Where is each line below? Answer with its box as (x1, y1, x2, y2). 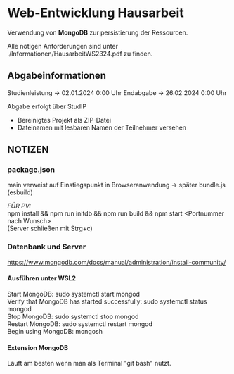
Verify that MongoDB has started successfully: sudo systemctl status (7, 297, 207, 306)
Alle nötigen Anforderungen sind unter (7, 42, 118, 50)
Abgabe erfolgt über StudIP (7, 102, 86, 111)
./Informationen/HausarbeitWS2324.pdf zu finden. (7, 49, 153, 58)
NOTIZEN (7, 144, 49, 156)
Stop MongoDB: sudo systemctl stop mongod (7, 312, 139, 320)
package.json (7, 165, 55, 175)
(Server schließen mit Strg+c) (7, 224, 93, 233)
